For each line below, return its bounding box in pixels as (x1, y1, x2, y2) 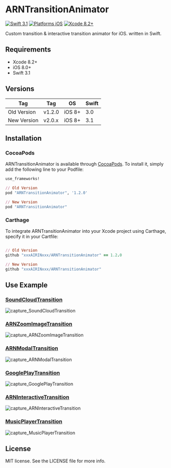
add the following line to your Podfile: (5, 166, 84, 172)
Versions (5, 84, 35, 93)
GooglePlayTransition (5, 369, 60, 376)
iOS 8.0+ (12, 64, 32, 70)
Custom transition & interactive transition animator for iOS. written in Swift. (5, 30, 162, 36)
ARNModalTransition (5, 345, 59, 352)
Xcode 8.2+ (12, 59, 38, 65)
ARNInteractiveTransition (5, 393, 70, 400)
